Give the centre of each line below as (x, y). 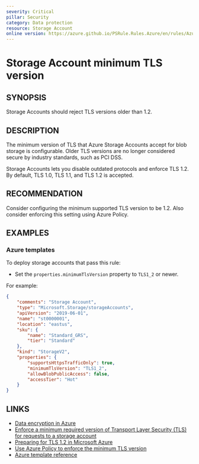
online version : (26, 34)
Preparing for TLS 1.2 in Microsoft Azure (64, 442)
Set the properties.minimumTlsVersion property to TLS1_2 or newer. (97, 274)
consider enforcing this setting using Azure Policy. (68, 214)
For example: (22, 286)
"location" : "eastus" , (45, 324)
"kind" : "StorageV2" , (43, 352)
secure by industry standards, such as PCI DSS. (65, 157)
